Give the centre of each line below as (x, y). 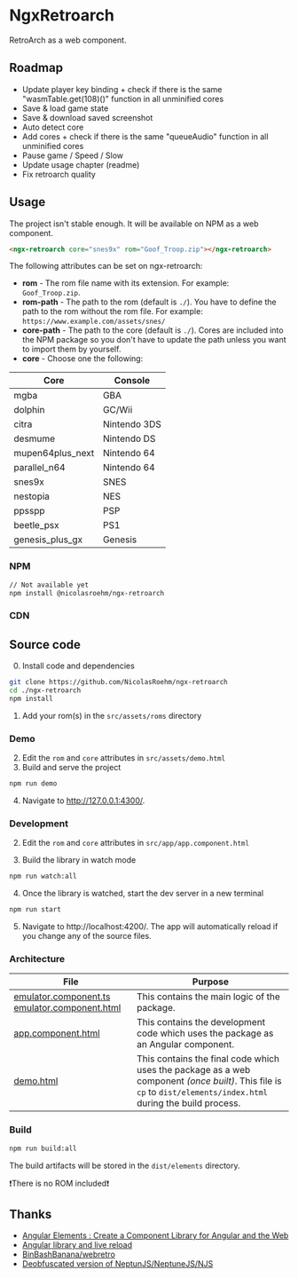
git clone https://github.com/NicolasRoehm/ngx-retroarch (118, 682)
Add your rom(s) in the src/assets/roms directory (112, 715)
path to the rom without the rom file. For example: (113, 312)
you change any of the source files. (87, 936)
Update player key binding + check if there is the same (122, 89)
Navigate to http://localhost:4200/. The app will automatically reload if (150, 927)
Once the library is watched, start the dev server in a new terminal (143, 894)
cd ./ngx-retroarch (45, 690)
